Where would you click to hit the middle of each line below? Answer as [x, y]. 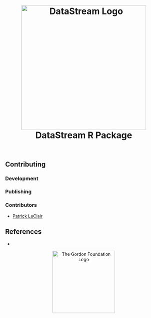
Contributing [25, 164]
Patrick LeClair [27, 216]
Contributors [21, 205]
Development [22, 178]
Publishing [18, 192]
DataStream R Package [84, 135]
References [23, 232]
